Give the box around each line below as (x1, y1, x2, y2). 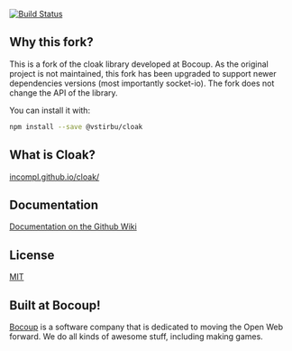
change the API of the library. (9, 87, 119, 98)
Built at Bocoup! (9, 298, 101, 313)
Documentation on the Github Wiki (9, 221, 137, 232)
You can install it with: (9, 105, 91, 115)
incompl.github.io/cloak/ (9, 171, 100, 182)
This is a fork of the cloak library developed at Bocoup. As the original (9, 59, 269, 69)
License (9, 247, 55, 263)
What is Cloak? (9, 147, 96, 162)
